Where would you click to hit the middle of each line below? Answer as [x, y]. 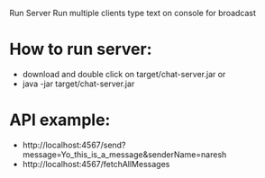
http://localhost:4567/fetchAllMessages [96, 164]
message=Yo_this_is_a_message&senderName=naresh [124, 154]
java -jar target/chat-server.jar [78, 84]
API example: [60, 120]
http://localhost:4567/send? [74, 145]
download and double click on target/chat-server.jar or [124, 74]
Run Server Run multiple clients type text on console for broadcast [133, 13]
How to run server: [81, 49]
